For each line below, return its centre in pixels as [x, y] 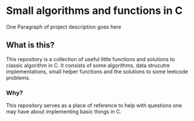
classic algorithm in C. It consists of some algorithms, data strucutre [88, 65]
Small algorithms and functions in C [94, 11]
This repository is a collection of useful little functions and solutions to [91, 59]
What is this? [30, 45]
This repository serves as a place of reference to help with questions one [94, 105]
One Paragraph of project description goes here [64, 27]
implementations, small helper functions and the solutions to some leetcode [97, 72]
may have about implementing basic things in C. [64, 112]
